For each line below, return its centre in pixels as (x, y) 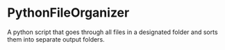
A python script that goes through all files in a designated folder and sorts (112, 32)
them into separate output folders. (56, 39)
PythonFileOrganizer (68, 13)
